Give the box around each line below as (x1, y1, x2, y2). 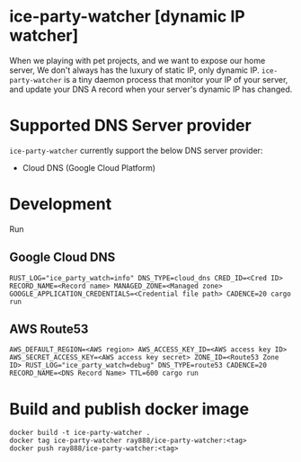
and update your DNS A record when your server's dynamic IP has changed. (9, 84, 293, 94)
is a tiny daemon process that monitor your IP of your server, (64, 74, 288, 84)
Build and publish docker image (9, 398, 250, 419)
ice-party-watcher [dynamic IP (9, 6, 245, 27)
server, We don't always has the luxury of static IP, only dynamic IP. (9, 65, 261, 76)
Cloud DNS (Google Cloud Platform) (22, 162, 155, 173)
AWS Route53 (9, 322, 89, 337)
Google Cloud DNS (9, 250, 116, 265)
